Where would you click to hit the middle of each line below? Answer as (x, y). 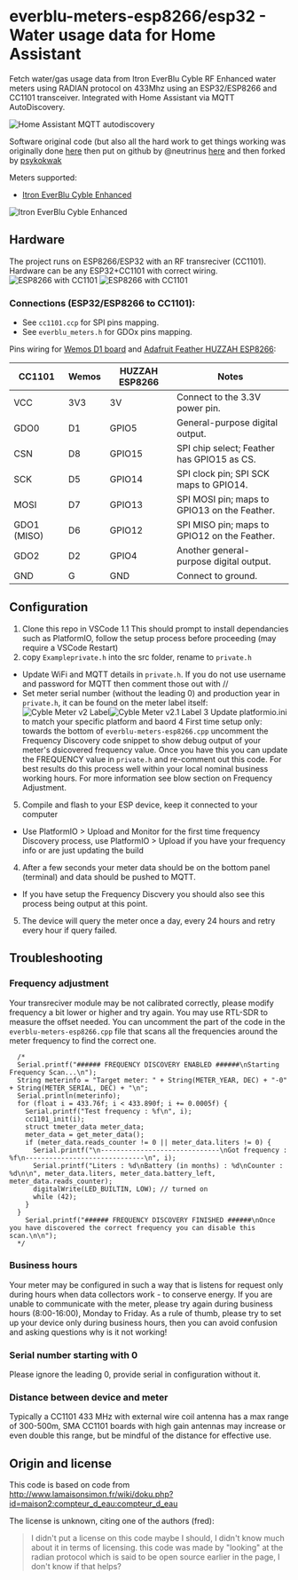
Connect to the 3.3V (219, 397)
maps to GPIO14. (212, 485)
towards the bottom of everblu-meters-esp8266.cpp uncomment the (145, 731)
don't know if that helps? (76, 1567)
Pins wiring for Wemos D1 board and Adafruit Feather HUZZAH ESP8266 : (143, 349)
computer (40, 814)
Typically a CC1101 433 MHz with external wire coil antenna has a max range (149, 1417)
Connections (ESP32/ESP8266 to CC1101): (102, 303)
